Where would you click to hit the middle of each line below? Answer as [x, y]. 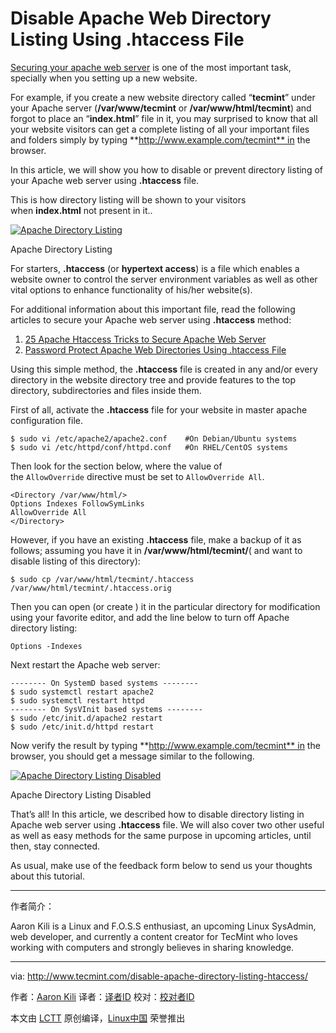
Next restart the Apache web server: [85, 664]
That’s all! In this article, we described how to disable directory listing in [157, 814]
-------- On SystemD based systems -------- [104, 683]
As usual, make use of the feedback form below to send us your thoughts [161, 865]
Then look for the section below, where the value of [116, 466]
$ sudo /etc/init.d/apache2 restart [86, 718]
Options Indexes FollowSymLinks [77, 503]
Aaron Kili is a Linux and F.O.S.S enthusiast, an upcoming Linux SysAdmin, [163, 926]
